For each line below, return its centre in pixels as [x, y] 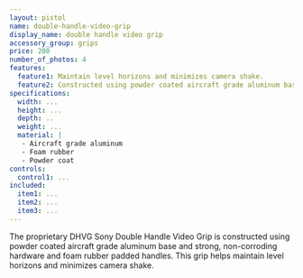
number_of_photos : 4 [48, 60]
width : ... [38, 102]
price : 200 [30, 51]
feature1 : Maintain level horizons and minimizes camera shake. [141, 77]
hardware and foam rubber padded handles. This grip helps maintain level [147, 255]
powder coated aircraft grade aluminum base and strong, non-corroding [143, 246]
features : [28, 69]
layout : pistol [38, 18]
